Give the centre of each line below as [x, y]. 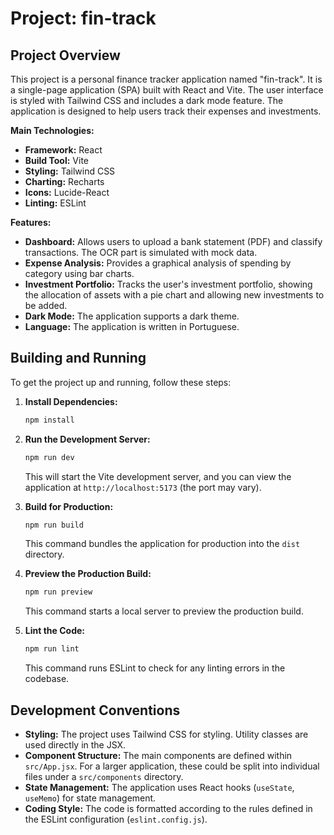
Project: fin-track [83, 18]
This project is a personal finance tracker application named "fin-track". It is [166, 79]
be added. [46, 305]
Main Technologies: [52, 130]
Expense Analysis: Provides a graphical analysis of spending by [158, 263]
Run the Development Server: [87, 439]
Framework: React [63, 150]
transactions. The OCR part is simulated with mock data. [141, 252]
